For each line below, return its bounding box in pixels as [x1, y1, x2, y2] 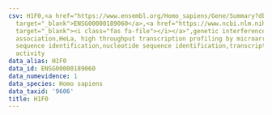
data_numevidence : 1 [8, 72, 79, 80]
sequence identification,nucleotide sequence [15, 42, 172, 50]
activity [15, 49, 45, 57]
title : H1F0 [8, 95, 49, 103]
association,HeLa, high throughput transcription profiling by [15, 34, 233, 43]
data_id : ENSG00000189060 [8, 65, 96, 73]
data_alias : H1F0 [8, 57, 67, 66]
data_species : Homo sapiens [8, 79, 104, 87]
